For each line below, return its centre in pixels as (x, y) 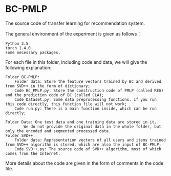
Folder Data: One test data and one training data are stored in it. (81, 122)
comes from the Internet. (33, 153)
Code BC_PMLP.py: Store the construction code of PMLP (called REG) (89, 91)
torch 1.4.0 (18, 48)
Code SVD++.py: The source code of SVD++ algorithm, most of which (88, 149)
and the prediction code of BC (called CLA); (55, 95)
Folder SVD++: (20, 135)
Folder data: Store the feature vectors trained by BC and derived (88, 81)
